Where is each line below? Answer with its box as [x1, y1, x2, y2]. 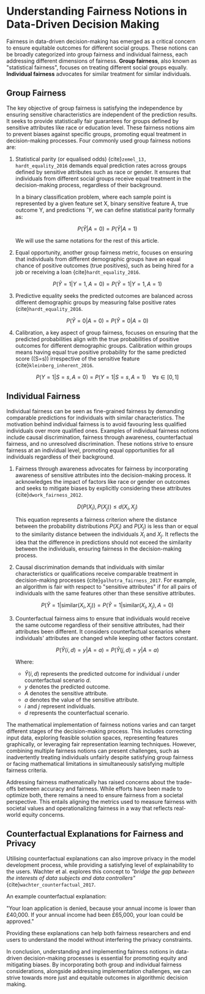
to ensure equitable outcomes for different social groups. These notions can [6, 44, 198, 52]
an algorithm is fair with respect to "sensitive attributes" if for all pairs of [15, 583, 197, 590]
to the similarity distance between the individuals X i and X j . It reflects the [15, 530, 199, 539]
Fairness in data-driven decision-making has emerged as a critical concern [6, 37, 196, 45]
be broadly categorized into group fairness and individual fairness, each [6, 50, 188, 58]
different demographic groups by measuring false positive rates [15, 299, 176, 306]
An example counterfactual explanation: [6, 892, 107, 900]
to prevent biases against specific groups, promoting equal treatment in [6, 130, 187, 137]
